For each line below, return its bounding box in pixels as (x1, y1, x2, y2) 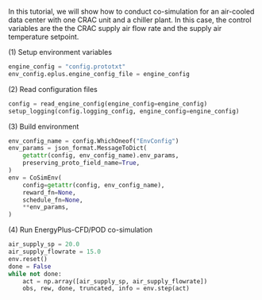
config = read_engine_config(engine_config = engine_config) (8, 99, 208, 108)
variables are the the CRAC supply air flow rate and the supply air (8, 24, 222, 33)
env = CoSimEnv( (8, 174, 62, 182)
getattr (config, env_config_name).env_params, (22, 152, 179, 160)
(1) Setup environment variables (8, 48, 113, 56)
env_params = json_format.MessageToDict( (8, 144, 148, 152)
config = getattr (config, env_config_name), (22, 181, 165, 189)
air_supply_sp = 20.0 (8, 240, 80, 248)
